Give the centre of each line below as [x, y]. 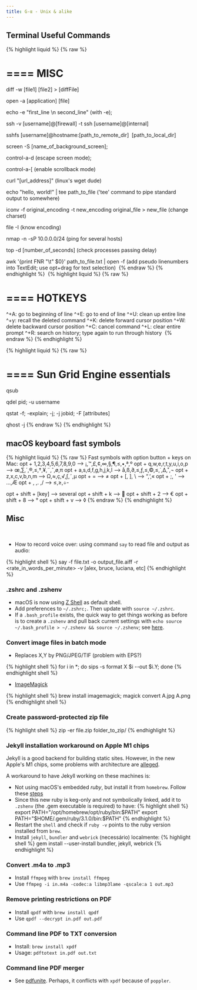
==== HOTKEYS [46, 298]
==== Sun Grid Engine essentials [88, 374]
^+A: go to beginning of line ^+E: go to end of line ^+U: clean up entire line [96, 314]
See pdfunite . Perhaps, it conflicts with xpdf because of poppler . [93, 981]
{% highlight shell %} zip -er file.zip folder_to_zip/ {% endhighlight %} [91, 730]
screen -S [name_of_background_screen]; [57, 146]
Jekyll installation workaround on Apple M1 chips [78, 745]
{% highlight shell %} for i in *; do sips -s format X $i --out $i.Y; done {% [94, 667]
